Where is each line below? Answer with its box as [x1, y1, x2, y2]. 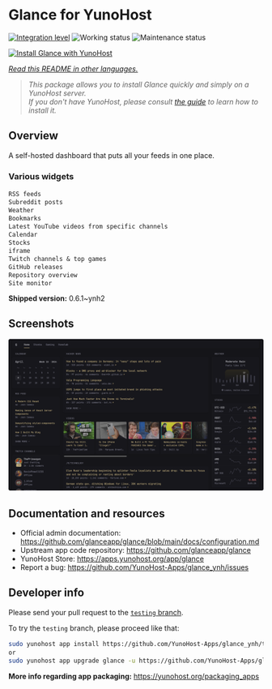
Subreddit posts [8, 199, 63, 207]
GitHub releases [8, 263, 63, 272]
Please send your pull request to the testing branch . [8, 607, 184, 617]
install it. [28, 105, 57, 115]
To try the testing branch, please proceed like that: [8, 623, 180, 633]
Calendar [8, 231, 38, 239]
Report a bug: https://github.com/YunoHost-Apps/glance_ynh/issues [19, 562, 249, 572]
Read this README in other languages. [8, 63, 138, 74]
